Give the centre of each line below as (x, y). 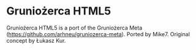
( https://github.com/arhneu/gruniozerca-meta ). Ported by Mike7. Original (98, 34)
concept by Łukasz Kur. (36, 40)
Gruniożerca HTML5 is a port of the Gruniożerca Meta (74, 28)
